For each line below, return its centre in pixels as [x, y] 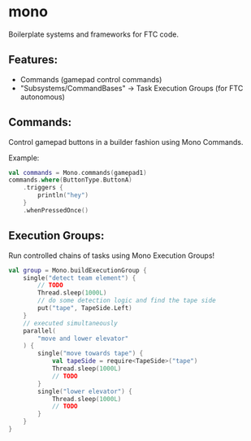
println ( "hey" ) [63, 195]
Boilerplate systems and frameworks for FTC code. [94, 34]
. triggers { [43, 188]
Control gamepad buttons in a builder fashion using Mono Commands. [126, 142]
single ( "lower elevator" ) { [85, 391]
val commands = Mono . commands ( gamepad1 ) [78, 172]
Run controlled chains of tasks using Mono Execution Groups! [112, 255]
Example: [24, 158]
